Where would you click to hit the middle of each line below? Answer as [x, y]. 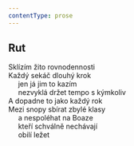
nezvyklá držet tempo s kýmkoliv [72, 93]
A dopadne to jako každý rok [55, 101]
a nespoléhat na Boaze [55, 118]
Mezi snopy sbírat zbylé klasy [57, 109]
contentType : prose [41, 16]
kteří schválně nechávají [58, 126]
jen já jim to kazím [47, 84]
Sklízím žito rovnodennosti [52, 67]
